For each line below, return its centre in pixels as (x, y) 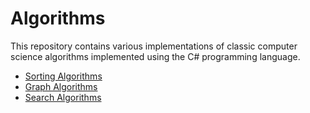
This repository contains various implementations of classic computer (154, 46)
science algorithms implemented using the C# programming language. (155, 56)
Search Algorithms (63, 97)
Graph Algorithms (61, 86)
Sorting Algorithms (63, 76)
